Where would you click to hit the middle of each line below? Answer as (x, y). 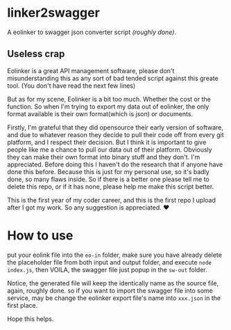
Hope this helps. (31, 319)
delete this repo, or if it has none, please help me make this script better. (111, 187)
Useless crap (36, 54)
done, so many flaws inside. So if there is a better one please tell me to (108, 179)
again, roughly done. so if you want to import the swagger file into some (110, 290)
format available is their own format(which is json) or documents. (100, 113)
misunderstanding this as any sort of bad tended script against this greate (113, 78)
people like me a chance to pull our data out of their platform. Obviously (110, 149)
